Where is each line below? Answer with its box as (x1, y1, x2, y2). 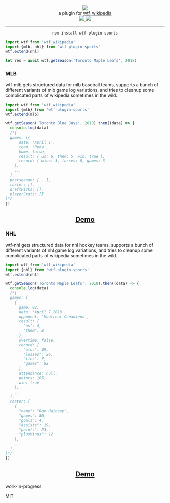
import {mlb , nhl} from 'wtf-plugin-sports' (5, 44, 101, 49)
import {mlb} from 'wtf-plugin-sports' (5, 107, 90, 112)
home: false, (18, 149, 47, 154)
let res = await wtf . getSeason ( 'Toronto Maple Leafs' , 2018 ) (5, 58, 137, 63)
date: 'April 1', (18, 140, 56, 145)
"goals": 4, (18, 418, 44, 423)
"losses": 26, (23, 352, 53, 357)
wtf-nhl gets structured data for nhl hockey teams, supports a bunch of (5, 242, 153, 248)
